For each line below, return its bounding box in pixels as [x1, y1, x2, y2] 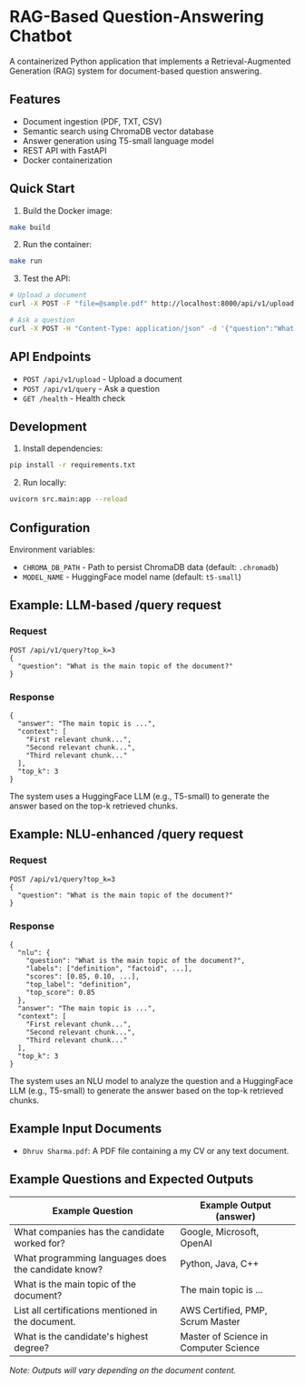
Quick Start [9, 181, 75, 196]
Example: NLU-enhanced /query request [9, 827, 244, 842]
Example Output [199, 1199, 271, 1211]
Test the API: [22, 273, 71, 284]
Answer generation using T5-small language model [22, 135, 215, 146]
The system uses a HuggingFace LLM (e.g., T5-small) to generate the [9, 790, 270, 801]
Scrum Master [180, 1315, 241, 1328]
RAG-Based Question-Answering [9, 6, 265, 27]
